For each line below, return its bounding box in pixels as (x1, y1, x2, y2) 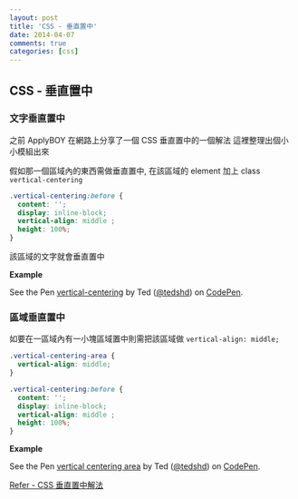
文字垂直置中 (9, 113, 66, 125)
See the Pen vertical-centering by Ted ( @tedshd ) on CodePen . (9, 287, 244, 298)
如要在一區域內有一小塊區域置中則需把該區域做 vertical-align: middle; (9, 333, 280, 345)
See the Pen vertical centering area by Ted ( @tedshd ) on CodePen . (9, 461, 261, 472)
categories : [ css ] (9, 47, 79, 56)
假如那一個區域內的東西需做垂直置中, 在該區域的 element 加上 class (9, 165, 261, 176)
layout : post (9, 13, 59, 23)
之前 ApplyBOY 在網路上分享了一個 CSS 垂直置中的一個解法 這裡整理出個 (9, 134, 281, 145)
